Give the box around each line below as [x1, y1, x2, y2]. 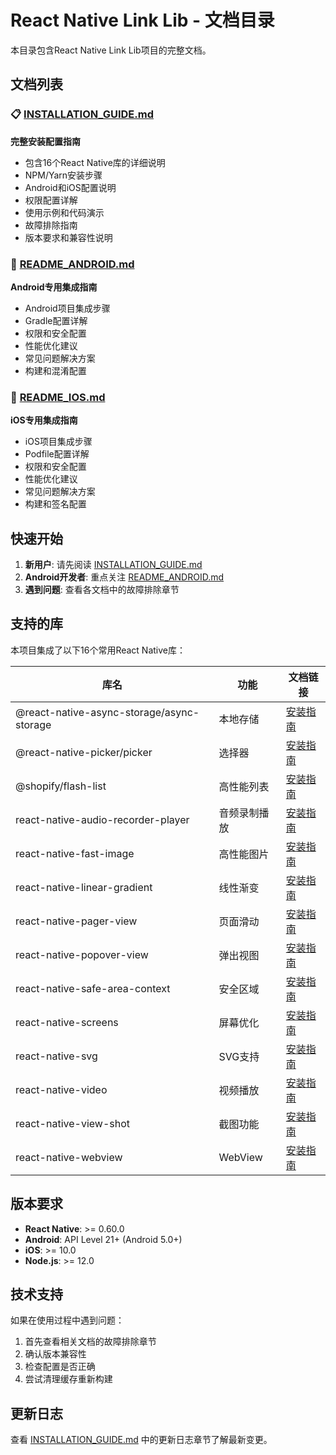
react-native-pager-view [15, 914, 138, 928]
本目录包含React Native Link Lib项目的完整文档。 [10, 44, 212, 56]
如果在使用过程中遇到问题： [10, 1314, 125, 1326]
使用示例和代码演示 [24, 206, 105, 218]
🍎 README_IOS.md [10, 390, 106, 404]
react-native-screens [15, 1015, 119, 1029]
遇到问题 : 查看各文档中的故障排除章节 [24, 584, 180, 596]
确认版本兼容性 [24, 1348, 87, 1360]
